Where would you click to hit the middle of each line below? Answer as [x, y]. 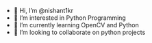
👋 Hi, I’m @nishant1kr [43, 11]
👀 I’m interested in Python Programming [70, 18]
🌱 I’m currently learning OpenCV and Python [76, 25]
